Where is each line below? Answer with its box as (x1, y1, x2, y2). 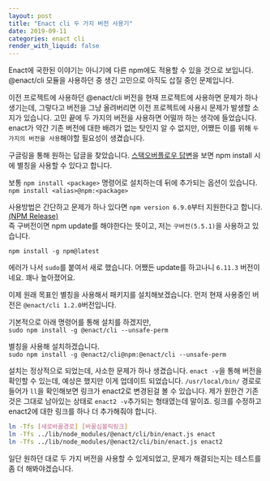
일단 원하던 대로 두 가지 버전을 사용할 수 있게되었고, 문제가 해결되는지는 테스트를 (8, 453, 262, 463)
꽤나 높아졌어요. (25, 273, 75, 282)
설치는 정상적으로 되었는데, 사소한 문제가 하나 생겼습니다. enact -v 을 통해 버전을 (8, 366, 263, 376)
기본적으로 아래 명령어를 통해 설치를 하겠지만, (8, 317, 152, 327)
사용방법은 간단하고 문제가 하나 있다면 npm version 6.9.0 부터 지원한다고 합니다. (8, 202, 264, 212)
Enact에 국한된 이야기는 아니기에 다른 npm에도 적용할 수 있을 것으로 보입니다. (8, 66, 254, 75)
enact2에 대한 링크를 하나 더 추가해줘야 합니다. (8, 406, 157, 416)
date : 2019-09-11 (8, 27, 67, 35)
